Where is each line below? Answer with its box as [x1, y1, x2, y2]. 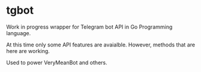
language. [6, 29, 31, 36]
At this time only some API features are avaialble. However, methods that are [6, 41, 196, 48]
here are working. [6, 47, 50, 54]
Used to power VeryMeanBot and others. [6, 59, 107, 66]
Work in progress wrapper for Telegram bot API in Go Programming [6, 23, 173, 30]
